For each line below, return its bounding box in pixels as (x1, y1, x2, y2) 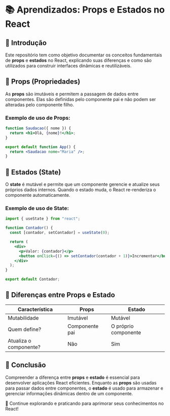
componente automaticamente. (5, 192, 71, 198)
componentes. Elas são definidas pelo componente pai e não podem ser (5, 96, 156, 102)
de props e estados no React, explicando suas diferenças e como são (5, 57, 152, 63)
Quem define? (8, 326, 41, 333)
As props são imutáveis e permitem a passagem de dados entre (5, 91, 139, 97)
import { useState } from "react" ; (5, 216, 80, 221)
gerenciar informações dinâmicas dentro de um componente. (5, 390, 133, 396)
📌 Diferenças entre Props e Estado (5, 291, 115, 299)
